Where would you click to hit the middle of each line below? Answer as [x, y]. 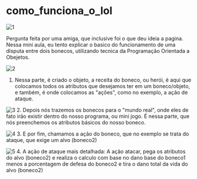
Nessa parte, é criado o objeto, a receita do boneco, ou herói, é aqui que [103, 80]
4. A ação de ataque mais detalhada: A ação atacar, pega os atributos [101, 151]
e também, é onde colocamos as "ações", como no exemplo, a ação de [101, 92]
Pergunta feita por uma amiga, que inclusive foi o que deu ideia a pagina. [95, 38]
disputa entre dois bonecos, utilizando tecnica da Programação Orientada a [98, 50]
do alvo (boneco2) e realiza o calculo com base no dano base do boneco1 [96, 157]
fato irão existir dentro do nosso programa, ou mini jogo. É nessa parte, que [98, 116]
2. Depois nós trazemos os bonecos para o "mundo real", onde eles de [103, 110]
